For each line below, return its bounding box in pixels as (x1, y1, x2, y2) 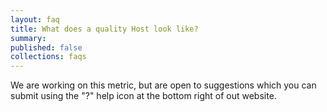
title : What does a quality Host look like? (10, 24, 199, 34)
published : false (10, 42, 83, 53)
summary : (10, 33, 47, 43)
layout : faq (10, 14, 60, 25)
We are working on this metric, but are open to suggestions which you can (10, 79, 317, 91)
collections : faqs (10, 52, 87, 62)
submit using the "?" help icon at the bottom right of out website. (10, 90, 277, 102)
